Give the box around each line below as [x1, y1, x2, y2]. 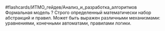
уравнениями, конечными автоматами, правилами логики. [5, 20, 131, 26]
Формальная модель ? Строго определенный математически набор [5, 9, 151, 15]
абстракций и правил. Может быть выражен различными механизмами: [5, 15, 160, 20]
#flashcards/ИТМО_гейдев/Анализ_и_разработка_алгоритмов [5, 4, 137, 10]
